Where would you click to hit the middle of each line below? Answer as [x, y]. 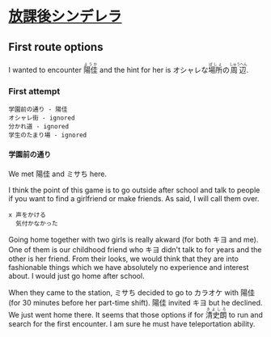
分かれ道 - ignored [39, 127]
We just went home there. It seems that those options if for [106, 314]
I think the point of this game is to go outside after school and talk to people [134, 190]
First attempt [34, 91]
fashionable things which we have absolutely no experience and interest [129, 267]
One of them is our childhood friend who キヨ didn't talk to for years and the [135, 249]
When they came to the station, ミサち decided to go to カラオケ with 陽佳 [131, 293]
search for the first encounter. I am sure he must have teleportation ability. [132, 323]
